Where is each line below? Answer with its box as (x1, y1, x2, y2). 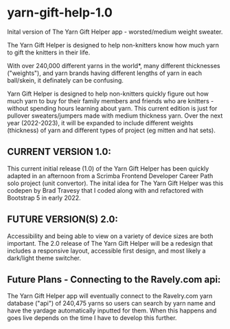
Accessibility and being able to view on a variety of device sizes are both (7, 232, 214, 240)
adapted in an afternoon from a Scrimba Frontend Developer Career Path (7, 171, 214, 180)
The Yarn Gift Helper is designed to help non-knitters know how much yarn (7, 41, 220, 49)
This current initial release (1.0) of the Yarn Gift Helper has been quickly (7, 164, 209, 173)
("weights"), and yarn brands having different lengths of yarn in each (7, 69, 203, 77)
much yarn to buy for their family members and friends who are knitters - (7, 96, 214, 105)
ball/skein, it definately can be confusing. (7, 76, 124, 84)
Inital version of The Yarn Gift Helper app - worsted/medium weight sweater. (7, 28, 223, 36)
